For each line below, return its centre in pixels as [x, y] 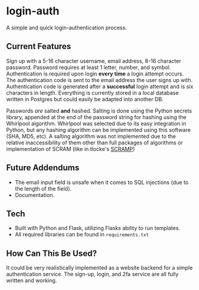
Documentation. [35, 195]
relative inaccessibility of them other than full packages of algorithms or [95, 143]
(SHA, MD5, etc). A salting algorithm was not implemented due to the [91, 136]
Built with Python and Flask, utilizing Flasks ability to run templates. [97, 228]
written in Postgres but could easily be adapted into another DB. [85, 99]
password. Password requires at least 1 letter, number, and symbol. [89, 67]
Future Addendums [43, 168]
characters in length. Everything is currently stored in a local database [93, 93]
